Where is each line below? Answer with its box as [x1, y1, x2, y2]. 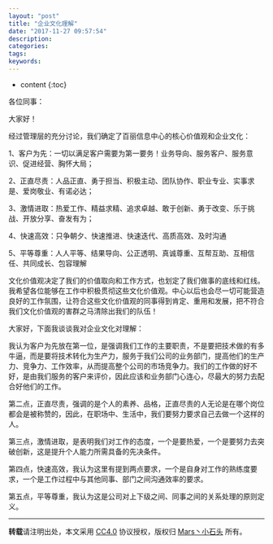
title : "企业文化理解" [8, 20, 78, 28]
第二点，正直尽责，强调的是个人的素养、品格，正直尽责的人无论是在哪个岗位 [8, 398, 265, 408]
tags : [8, 50, 27, 58]
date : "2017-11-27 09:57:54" [8, 27, 107, 35]
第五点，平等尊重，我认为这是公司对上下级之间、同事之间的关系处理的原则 [8, 491, 258, 501]
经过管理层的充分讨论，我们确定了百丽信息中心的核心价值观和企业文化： [8, 131, 250, 141]
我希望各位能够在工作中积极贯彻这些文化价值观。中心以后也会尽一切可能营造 [8, 286, 265, 296]
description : [8, 34, 53, 43]
